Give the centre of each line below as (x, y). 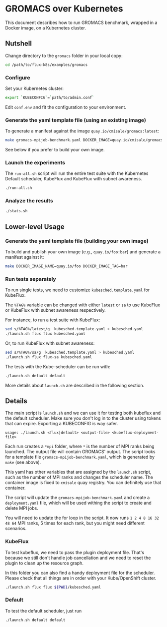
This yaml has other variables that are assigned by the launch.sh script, (78, 472)
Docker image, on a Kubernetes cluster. (45, 27)
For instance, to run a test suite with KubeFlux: (53, 320)
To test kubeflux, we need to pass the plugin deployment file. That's (75, 552)
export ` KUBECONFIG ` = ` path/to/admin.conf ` (50, 97)
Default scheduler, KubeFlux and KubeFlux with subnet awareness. (74, 179)
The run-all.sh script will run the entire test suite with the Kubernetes (77, 173)
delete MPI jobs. (22, 508)
